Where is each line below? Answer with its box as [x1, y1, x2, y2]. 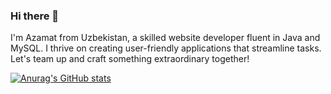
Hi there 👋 [10, 9, 60, 23]
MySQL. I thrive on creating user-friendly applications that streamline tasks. [10, 42, 322, 54]
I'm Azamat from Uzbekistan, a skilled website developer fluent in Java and [10, 32, 321, 44]
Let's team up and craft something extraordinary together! [10, 53, 250, 65]
